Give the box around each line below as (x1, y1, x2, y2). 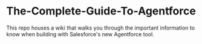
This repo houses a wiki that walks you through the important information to (6, 24, 195, 31)
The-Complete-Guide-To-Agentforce (6, 4, 197, 18)
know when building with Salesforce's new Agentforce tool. (6, 30, 154, 37)
